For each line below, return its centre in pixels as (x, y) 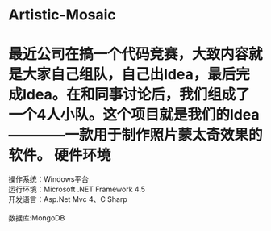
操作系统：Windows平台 (49, 179)
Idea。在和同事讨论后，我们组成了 (136, 95)
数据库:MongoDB (37, 218)
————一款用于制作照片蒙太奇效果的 (136, 135)
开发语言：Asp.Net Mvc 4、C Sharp (68, 199)
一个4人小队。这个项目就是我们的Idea (134, 115)
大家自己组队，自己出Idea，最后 (129, 75)
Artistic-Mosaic (63, 15)
